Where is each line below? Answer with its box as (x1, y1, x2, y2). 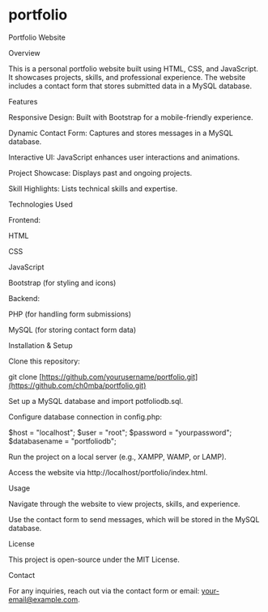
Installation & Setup (8, 340, 73, 350)
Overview (8, 48, 40, 57)
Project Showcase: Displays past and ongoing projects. (8, 168, 193, 177)
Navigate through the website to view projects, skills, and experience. (8, 499, 240, 508)
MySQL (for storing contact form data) (8, 325, 137, 334)
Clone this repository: (8, 356, 81, 366)
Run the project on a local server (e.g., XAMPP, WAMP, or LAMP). (8, 452, 227, 461)
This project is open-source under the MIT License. (8, 555, 181, 564)
